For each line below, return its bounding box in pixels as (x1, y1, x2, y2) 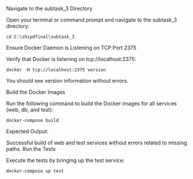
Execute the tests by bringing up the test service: (6, 157, 125, 164)
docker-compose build (6, 117, 59, 123)
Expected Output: (6, 128, 49, 134)
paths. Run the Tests (6, 146, 56, 152)
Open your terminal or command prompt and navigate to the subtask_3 (6, 16, 177, 23)
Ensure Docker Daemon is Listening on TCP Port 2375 (6, 44, 137, 51)
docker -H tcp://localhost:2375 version (6, 67, 107, 73)
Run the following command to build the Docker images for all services (6, 100, 177, 107)
